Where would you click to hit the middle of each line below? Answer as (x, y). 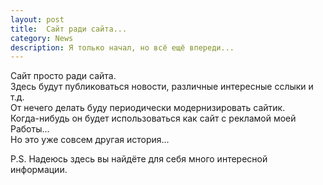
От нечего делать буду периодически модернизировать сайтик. (148, 108)
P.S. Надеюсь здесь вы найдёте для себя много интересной (139, 159)
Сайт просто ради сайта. (63, 76)
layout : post (37, 19)
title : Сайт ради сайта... (69, 29)
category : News (42, 38)
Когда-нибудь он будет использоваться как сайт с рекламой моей (153, 118)
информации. (39, 170)
